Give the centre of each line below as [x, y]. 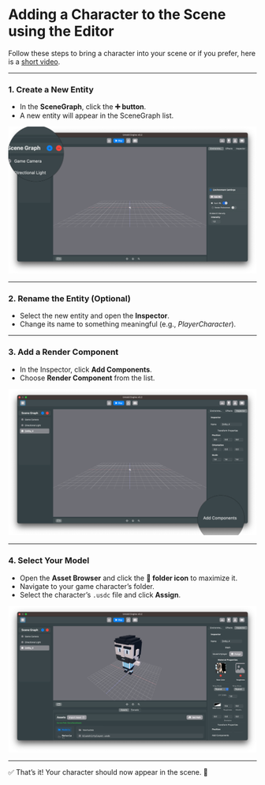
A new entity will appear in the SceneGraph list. [97, 115]
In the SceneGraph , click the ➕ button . [83, 107]
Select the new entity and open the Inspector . [94, 316]
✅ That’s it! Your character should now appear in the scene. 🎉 [108, 772]
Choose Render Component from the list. [87, 378]
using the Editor [61, 31]
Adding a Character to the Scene [117, 15]
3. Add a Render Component [63, 352]
